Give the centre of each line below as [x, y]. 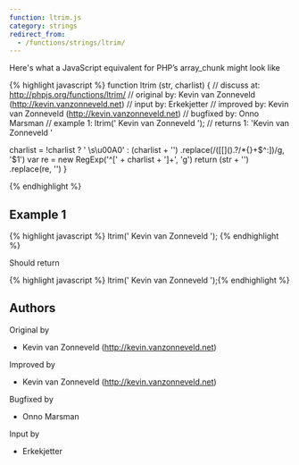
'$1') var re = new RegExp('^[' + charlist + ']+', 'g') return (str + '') [129, 160]
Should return [34, 263]
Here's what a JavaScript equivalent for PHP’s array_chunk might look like [145, 68]
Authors [33, 308]
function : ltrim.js [46, 17]
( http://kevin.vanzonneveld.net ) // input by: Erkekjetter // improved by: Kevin [149, 105]
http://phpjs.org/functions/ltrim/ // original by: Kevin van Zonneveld [133, 95]
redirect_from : [37, 34]
